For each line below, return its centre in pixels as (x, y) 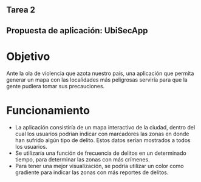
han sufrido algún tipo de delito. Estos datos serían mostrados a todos (103, 140)
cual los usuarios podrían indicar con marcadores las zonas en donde (102, 134)
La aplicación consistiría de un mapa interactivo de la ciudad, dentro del (105, 127)
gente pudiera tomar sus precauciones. (56, 86)
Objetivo (28, 56)
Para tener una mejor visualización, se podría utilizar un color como (99, 166)
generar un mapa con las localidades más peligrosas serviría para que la (97, 80)
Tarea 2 (21, 10)
